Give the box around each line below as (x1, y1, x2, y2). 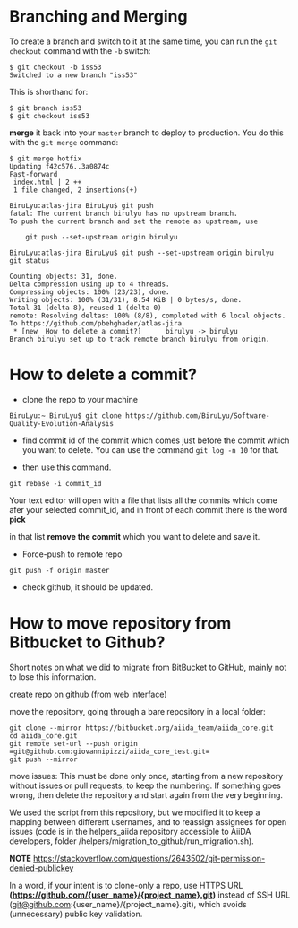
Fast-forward (9, 169, 58, 178)
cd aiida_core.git (9, 731, 78, 741)
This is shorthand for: (9, 86, 89, 97)
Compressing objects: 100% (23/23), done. (9, 287, 170, 297)
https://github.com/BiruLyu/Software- (124, 411, 270, 421)
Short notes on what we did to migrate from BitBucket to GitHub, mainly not (9, 662, 287, 672)
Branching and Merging (9, 6, 188, 27)
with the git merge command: (9, 136, 119, 147)
